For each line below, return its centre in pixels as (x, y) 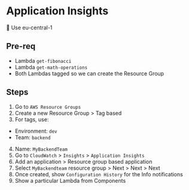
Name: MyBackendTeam (41, 149)
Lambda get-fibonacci (43, 60)
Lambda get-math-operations (51, 67)
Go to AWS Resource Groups (48, 106)
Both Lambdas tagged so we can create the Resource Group (89, 73)
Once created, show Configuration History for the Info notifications (99, 174)
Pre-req (21, 46)
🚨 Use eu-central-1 (29, 27)
